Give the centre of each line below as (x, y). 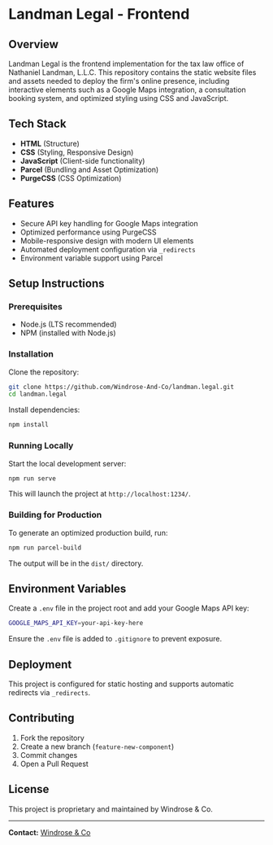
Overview (34, 44)
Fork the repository (52, 738)
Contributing (41, 718)
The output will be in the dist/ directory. (76, 563)
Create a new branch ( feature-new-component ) (97, 746)
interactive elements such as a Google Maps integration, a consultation (127, 90)
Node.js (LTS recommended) (68, 324)
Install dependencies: (44, 410)
